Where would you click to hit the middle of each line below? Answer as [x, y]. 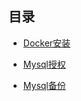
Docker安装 [46, 43]
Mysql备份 [44, 85]
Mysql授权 [44, 64]
